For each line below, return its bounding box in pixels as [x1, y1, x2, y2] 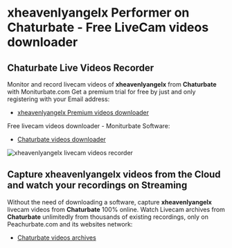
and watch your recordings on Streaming [7, 179, 188, 191]
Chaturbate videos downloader [17, 135, 106, 143]
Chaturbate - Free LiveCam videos [7, 19, 209, 35]
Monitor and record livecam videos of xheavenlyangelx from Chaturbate [7, 80, 217, 88]
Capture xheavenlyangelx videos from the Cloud [7, 168, 221, 181]
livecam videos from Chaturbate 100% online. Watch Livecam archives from [7, 205, 225, 213]
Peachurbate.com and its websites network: [7, 220, 133, 228]
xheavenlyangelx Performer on [7, 5, 190, 21]
